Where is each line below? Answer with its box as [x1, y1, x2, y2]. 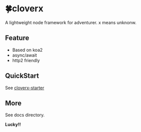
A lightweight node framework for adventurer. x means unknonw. [5, 19, 137, 25]
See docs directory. [5, 112, 45, 118]
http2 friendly [12, 57, 40, 63]
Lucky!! [5, 122, 21, 128]
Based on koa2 [12, 47, 43, 53]
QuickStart [5, 72, 39, 80]
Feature [5, 34, 29, 42]
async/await [12, 52, 37, 58]
